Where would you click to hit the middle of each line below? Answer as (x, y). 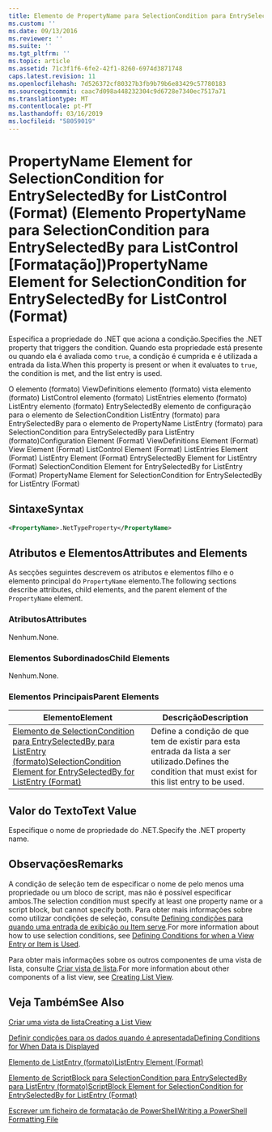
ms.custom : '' (32, 23)
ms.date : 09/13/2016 (43, 31)
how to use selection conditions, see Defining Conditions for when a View (132, 935)
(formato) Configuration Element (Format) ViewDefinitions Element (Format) (134, 440)
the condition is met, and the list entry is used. (85, 373)
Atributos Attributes (48, 619)
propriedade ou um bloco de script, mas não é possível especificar (120, 892)
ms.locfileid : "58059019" (52, 122)
